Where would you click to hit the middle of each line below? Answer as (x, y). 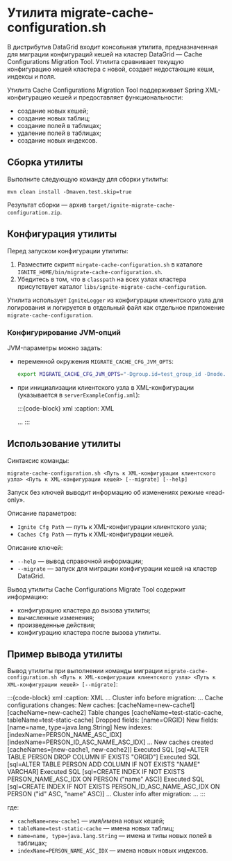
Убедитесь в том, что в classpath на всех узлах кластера (102, 279)
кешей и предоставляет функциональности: (118, 97)
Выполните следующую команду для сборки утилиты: (88, 179)
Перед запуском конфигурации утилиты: (68, 251)
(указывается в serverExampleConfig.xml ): (78, 395)
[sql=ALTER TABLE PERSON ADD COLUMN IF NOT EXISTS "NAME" (103, 764)
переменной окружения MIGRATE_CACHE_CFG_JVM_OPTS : (95, 361)
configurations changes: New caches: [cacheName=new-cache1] (101, 705)
